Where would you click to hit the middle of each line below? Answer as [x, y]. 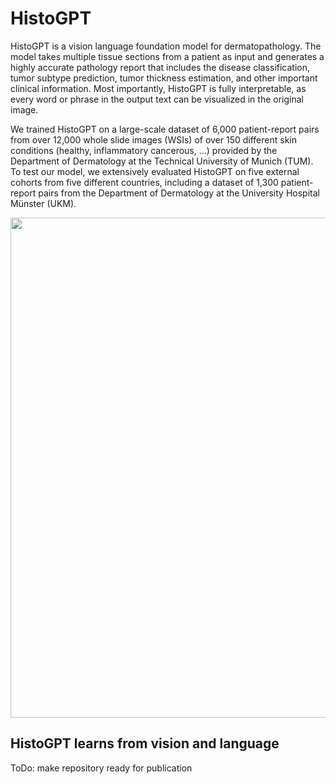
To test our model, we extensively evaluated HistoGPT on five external [155, 171]
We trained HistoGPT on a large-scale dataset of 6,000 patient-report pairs [165, 129]
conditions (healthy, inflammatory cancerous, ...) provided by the [144, 150]
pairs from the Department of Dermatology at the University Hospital [179, 193]
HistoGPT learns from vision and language [145, 743]
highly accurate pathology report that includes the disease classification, [160, 67]
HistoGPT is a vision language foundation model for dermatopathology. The [166, 46]
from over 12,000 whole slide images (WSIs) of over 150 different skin [154, 139]
